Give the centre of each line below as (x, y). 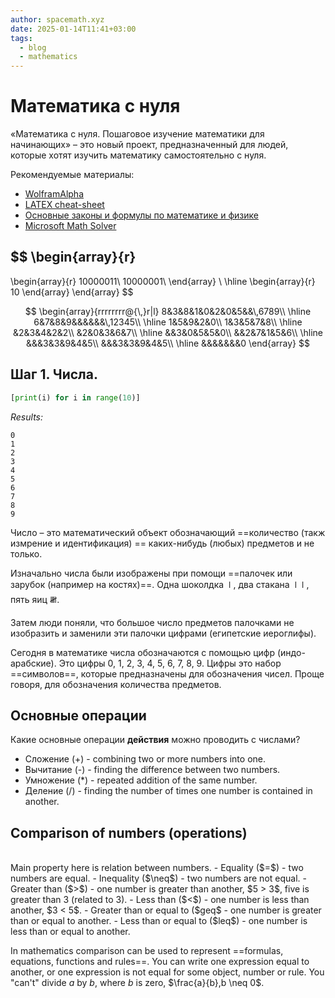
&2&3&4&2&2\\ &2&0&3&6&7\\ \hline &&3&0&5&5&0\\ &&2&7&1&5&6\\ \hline (168, 332)
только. (26, 553)
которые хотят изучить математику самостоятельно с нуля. (138, 155)
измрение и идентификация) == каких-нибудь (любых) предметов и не (162, 543)
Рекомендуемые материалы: (72, 175)
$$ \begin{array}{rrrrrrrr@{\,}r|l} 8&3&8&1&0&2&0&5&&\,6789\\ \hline (168, 311)
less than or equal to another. (70, 932)
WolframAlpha (54, 194)
